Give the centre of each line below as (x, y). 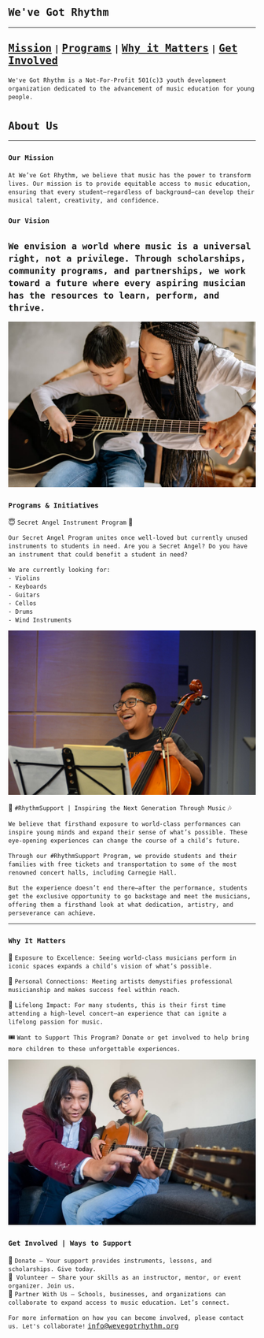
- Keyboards (27, 587)
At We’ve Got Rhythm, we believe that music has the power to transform (130, 175)
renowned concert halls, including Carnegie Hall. (93, 873)
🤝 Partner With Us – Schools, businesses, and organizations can (117, 1293)
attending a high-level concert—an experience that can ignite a (117, 1014)
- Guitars (24, 595)
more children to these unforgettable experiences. (94, 1050)
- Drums (21, 612)
